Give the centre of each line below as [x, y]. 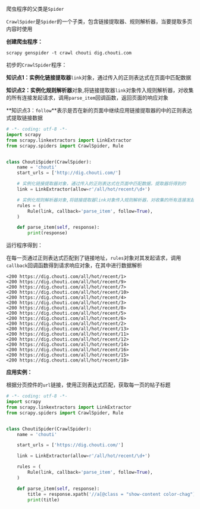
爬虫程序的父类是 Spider [35, 9]
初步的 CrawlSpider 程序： [37, 65]
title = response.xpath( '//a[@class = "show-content [94, 494]
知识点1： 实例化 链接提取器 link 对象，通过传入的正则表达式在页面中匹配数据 [99, 77]
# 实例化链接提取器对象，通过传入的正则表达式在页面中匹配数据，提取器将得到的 [101, 184]
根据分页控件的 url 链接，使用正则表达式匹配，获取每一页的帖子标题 [88, 385]
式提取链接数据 [24, 118]
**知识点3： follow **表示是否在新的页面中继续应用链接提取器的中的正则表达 [99, 110]
